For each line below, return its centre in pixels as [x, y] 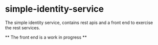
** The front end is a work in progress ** [46, 37]
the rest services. [23, 27]
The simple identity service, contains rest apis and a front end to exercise [79, 22]
